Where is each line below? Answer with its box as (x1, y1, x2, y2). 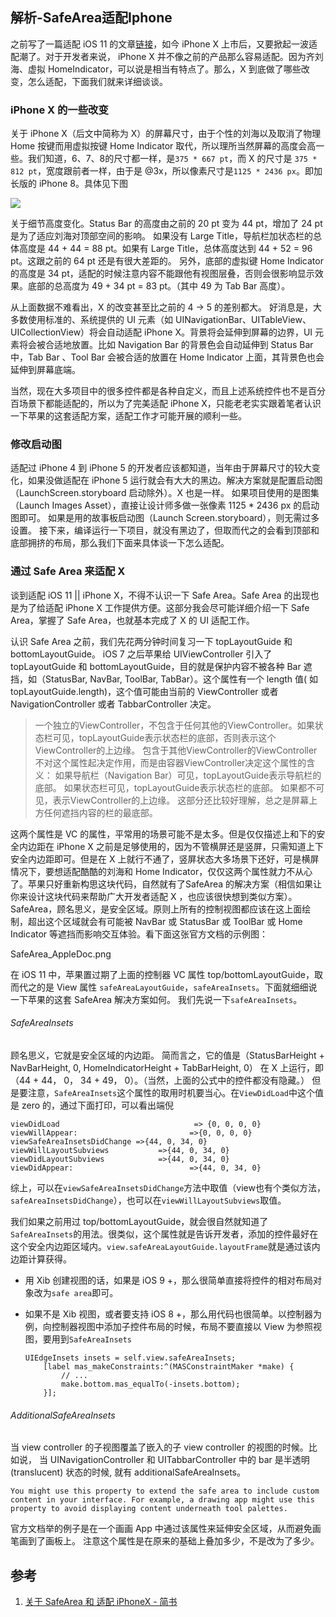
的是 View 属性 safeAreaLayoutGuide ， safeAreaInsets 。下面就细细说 (36, 981, 318, 993)
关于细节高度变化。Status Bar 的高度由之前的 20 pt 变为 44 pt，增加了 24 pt (10, 218, 323, 230)
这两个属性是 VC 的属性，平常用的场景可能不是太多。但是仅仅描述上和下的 (10, 828, 317, 840)
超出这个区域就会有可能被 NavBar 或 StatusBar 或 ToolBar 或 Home (27, 915, 303, 927)
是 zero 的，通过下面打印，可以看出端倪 (10, 1099, 174, 1111)
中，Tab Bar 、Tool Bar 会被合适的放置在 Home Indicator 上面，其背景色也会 (10, 351, 325, 363)
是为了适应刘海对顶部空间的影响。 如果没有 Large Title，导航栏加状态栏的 (10, 230, 313, 242)
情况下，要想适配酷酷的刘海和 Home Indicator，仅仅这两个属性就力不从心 (10, 865, 313, 877)
